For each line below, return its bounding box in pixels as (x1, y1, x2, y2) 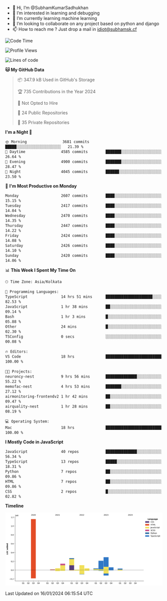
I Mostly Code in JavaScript (5, 439, 64, 445)
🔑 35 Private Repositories (17, 120, 70, 125)
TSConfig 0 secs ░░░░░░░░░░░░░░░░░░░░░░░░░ (5, 334, 162, 339)
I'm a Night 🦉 (5, 129, 32, 135)
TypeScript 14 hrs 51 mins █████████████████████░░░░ (5, 294, 162, 299)
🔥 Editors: (5, 349, 28, 354)
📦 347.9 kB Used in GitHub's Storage (17, 77, 95, 82)
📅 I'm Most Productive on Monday (5, 183, 77, 189)
